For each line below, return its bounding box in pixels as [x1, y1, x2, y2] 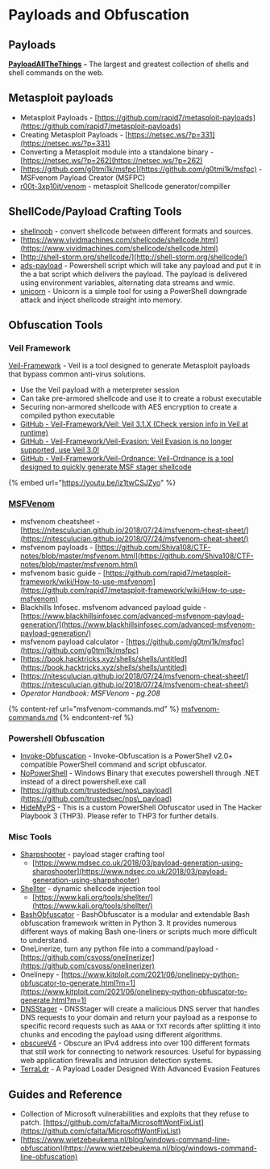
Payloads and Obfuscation [8, 6, 189, 24]
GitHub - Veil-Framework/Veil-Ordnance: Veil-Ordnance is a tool [19, 454, 234, 464]
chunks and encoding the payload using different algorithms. [19, 1030, 223, 1040]
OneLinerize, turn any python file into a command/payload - [19, 944, 219, 954]
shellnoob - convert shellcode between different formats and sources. [19, 226, 253, 236]
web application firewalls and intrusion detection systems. [19, 1056, 214, 1066]
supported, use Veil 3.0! [19, 445, 100, 455]
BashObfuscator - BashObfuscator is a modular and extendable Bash [19, 910, 250, 919]
